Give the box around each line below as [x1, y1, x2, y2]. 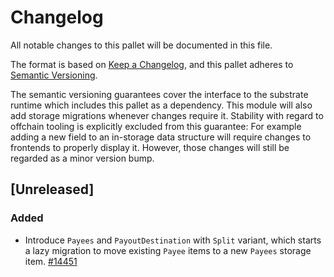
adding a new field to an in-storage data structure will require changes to [10, 131, 312, 143]
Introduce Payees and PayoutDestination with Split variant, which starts [24, 234, 322, 246]
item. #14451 [24, 255, 78, 267]
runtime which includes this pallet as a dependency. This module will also [10, 99, 313, 111]
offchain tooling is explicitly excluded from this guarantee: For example [10, 120, 302, 132]
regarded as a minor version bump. [10, 152, 155, 164]
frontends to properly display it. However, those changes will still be [10, 141, 290, 153]
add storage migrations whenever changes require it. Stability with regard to [10, 109, 324, 121]
